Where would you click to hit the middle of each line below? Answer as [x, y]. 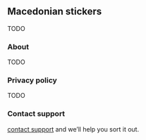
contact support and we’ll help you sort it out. [73, 129]
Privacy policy [32, 80]
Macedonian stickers [55, 12]
